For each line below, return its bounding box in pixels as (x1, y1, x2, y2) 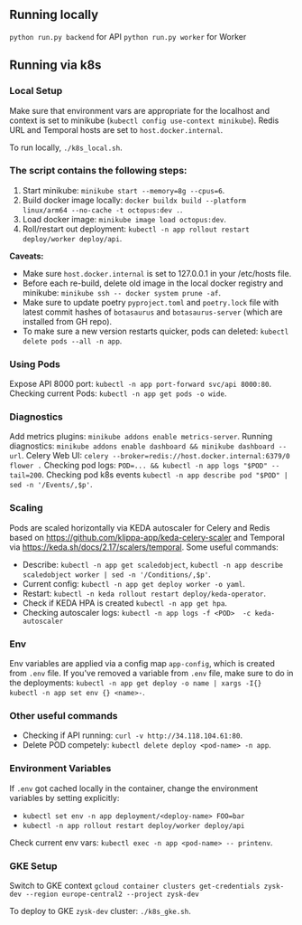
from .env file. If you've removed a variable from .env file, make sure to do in (9, 667, 294, 678)
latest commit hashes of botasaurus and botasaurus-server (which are (22, 307, 283, 317)
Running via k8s (9, 58, 102, 73)
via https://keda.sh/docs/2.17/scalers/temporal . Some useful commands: (9, 542, 279, 552)
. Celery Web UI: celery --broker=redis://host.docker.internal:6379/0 (21, 450, 290, 461)
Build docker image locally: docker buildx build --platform (22, 194, 246, 205)
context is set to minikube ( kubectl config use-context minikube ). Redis (9, 115, 279, 126)
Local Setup (9, 85, 63, 98)
